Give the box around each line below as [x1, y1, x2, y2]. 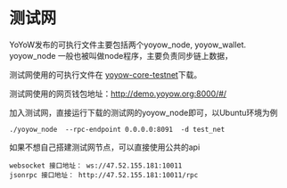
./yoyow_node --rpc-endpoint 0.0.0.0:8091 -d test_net [9, 125, 225, 134]
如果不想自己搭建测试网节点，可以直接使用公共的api [9, 142, 201, 152]
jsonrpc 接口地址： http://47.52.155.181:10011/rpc [9, 170, 199, 179]
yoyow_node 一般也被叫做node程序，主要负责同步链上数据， [9, 50, 234, 61]
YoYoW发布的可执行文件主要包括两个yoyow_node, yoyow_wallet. [9, 39, 247, 50]
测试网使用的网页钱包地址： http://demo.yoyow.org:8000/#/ [9, 88, 227, 99]
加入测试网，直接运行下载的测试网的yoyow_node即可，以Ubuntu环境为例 [9, 107, 278, 118]
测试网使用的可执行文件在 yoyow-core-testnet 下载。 [9, 69, 202, 80]
